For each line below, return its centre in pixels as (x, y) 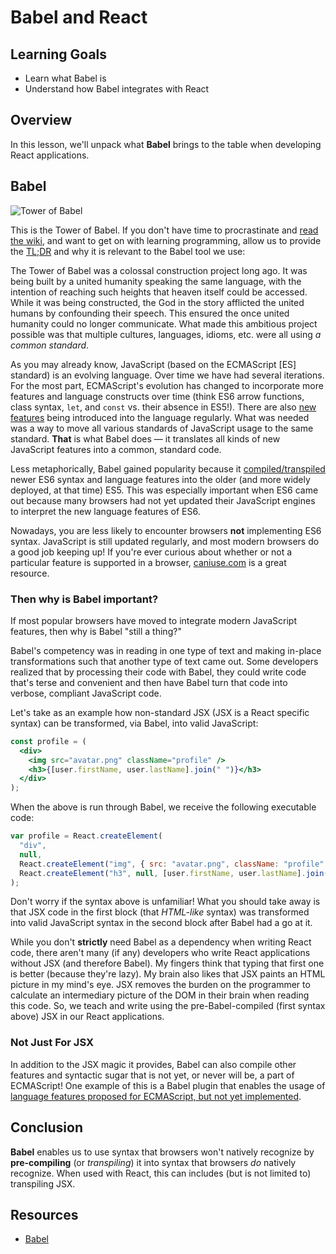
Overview (41, 120)
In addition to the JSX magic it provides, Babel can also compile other (153, 1064)
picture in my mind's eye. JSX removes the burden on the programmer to (160, 985)
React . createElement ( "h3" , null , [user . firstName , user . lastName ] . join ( (174, 873)
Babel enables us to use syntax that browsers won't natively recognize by (162, 1152)
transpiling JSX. (43, 1183)
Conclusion (47, 1127)
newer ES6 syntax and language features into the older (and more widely (160, 479)
